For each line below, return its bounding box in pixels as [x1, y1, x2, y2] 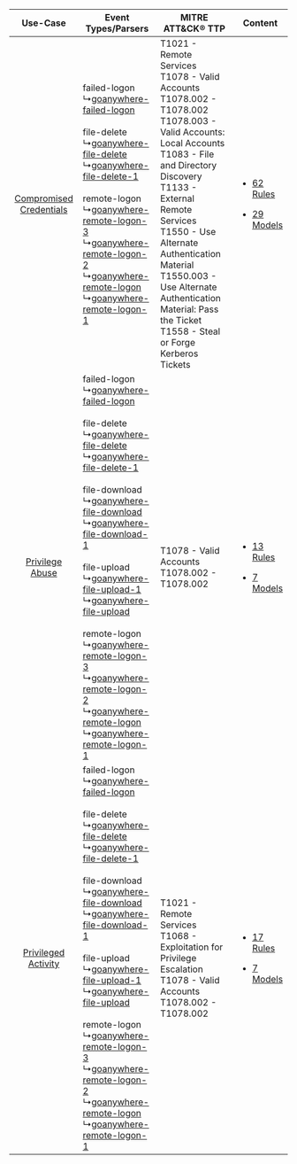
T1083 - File [160, 148, 215, 160]
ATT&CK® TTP [163, 22, 225, 35]
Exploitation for [160, 941, 224, 953]
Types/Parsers [85, 22, 149, 35]
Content [242, 17, 278, 29]
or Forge [160, 337, 196, 348]
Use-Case [21, 17, 66, 29]
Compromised [14, 192, 73, 205]
